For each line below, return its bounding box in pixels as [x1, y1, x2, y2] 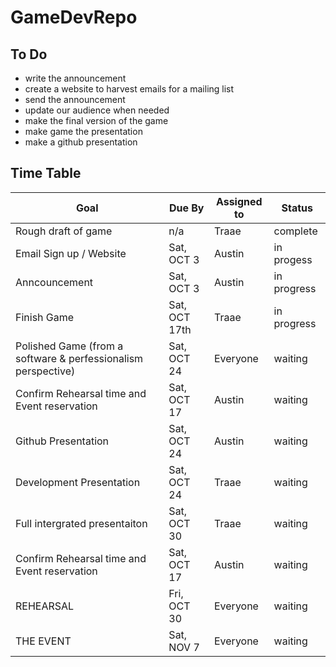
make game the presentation [24, 126, 143, 137]
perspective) [15, 364, 76, 378]
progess [273, 252, 313, 266]
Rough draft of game [15, 224, 113, 238]
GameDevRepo [10, 6, 138, 29]
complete [273, 224, 318, 238]
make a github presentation [24, 136, 138, 148]
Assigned [215, 194, 263, 208]
